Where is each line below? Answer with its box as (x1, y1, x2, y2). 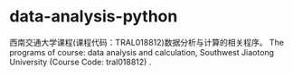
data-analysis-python (9, 6, 178, 27)
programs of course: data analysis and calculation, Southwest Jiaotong (9, 46, 274, 57)
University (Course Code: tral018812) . (9, 56, 152, 67)
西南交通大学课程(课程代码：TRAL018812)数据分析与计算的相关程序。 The (9, 37, 285, 47)
